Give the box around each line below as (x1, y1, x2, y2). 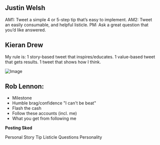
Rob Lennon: (5, 82, 45, 91)
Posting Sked (5, 125, 32, 131)
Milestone (12, 95, 32, 101)
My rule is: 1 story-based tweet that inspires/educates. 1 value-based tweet (5, 54, 155, 59)
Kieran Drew (5, 41, 44, 49)
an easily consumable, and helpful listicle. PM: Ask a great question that (5, 22, 149, 28)
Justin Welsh (5, 4, 46, 12)
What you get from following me (12, 116, 77, 121)
